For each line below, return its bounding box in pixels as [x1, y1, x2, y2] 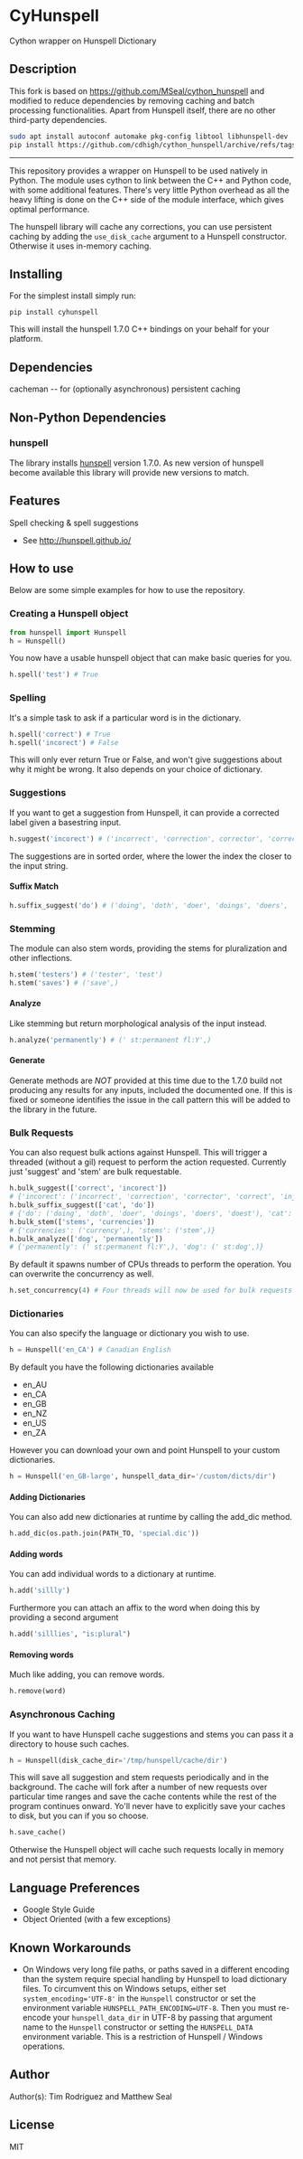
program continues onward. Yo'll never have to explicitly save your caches [9, 1801, 286, 1812]
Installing [9, 266, 63, 281]
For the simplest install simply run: [9, 290, 137, 301]
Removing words [9, 1649, 74, 1660]
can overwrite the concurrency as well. [9, 1268, 155, 1279]
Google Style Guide [22, 1904, 96, 1915]
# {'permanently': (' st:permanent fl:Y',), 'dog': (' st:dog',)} [9, 1242, 264, 1252]
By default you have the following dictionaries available [9, 1362, 215, 1372]
